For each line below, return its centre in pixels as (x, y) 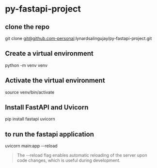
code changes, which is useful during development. (69, 160)
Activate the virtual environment (55, 81)
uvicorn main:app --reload (31, 146)
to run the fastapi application (50, 134)
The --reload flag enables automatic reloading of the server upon (82, 155)
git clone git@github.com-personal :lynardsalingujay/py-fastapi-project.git (78, 38)
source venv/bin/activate (30, 92)
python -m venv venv (26, 65)
